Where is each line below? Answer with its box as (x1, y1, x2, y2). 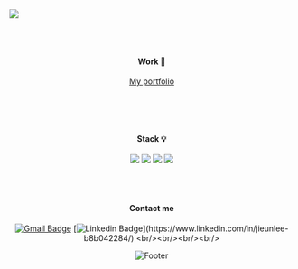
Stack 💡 (136, 133, 167, 144)
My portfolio (129, 76, 174, 87)
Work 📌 (137, 56, 166, 67)
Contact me (129, 203, 174, 213)
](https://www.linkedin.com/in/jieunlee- (143, 223, 289, 234)
